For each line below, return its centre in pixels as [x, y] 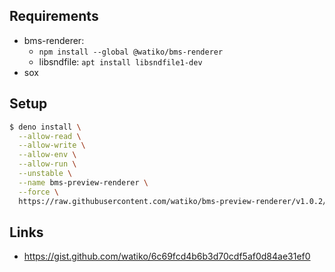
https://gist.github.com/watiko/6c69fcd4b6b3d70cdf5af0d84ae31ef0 [167, 256]
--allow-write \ [52, 145]
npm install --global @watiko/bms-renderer [131, 52]
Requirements [54, 16]
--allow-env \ [47, 155]
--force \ [38, 192]
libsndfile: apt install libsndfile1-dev [120, 61]
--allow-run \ [47, 164]
